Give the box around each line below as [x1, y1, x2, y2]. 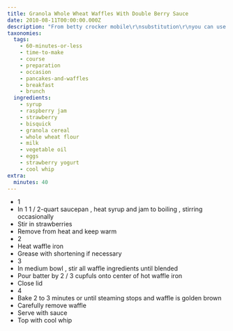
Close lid [17, 279, 43, 288]
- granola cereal [20, 127, 70, 134]
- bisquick [20, 120, 52, 128]
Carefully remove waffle [17, 301, 87, 310]
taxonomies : [7, 29, 42, 37]
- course [20, 56, 45, 63]
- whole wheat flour [20, 133, 80, 140]
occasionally [17, 213, 54, 221]
